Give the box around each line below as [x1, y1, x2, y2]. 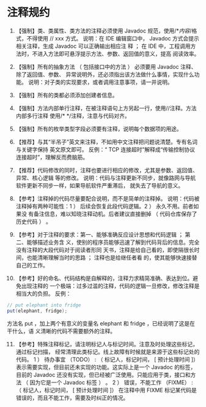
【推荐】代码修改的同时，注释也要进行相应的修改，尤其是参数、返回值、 [15, 166, 198, 173]
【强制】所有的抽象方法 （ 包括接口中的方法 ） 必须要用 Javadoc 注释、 [15, 63, 197, 70]
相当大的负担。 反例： [15, 289, 72, 297]
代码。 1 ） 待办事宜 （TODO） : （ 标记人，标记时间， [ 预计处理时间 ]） [15, 356, 199, 363]
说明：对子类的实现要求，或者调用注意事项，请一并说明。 [28, 78, 173, 86]
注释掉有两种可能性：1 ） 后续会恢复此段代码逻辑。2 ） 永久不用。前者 [15, 202, 194, 210]
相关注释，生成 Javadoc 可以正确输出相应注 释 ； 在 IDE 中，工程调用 [15, 42, 191, 50]
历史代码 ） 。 [15, 218, 51, 225]
